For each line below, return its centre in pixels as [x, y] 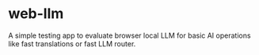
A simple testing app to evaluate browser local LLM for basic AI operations [129, 35]
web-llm [36, 14]
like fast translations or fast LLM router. [72, 43]
